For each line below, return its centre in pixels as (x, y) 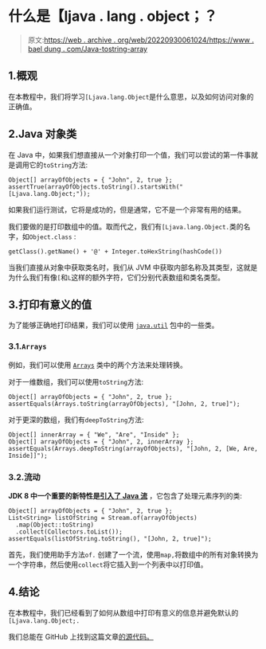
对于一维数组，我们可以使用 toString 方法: (76, 381)
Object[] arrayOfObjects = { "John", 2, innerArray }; (101, 442)
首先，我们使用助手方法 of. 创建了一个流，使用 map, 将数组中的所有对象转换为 (133, 554)
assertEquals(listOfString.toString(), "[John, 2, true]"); (110, 538)
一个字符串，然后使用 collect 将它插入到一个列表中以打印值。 (108, 564)
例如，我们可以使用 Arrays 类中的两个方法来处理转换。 (98, 365)
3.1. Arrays (27, 346)
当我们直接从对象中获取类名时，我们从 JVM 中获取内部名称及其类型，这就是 (133, 267)
